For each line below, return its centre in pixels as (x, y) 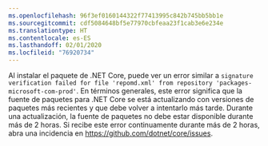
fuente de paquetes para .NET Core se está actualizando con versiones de (131, 99)
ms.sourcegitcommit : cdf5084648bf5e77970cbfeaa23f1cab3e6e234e (116, 23)
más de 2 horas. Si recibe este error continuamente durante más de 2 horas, (134, 125)
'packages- (234, 83)
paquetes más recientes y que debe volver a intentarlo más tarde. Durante (131, 108)
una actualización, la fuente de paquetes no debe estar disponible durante (131, 116)
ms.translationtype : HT (48, 30)
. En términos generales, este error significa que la (159, 91)
